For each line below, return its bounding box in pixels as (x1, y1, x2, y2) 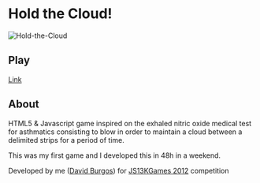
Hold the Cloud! (8, 5, 113, 23)
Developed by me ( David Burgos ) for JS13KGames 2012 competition (8, 166, 230, 175)
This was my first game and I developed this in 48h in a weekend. (8, 151, 221, 160)
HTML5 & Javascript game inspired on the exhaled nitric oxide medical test (8, 118, 252, 128)
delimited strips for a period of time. (8, 135, 124, 144)
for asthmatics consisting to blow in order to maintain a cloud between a (8, 127, 243, 136)
